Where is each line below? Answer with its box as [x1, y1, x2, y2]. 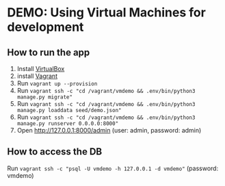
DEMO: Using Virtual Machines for [7, 5, 207, 21]
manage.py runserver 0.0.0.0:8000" [16, 120, 119, 127]
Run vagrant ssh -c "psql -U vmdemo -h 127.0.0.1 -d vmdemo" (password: [7, 164, 219, 172]
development [7, 19, 84, 35]
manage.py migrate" [16, 94, 73, 101]
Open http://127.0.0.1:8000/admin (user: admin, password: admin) [16, 127, 202, 134]
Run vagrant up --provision [16, 79, 98, 87]
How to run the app [7, 46, 90, 58]
